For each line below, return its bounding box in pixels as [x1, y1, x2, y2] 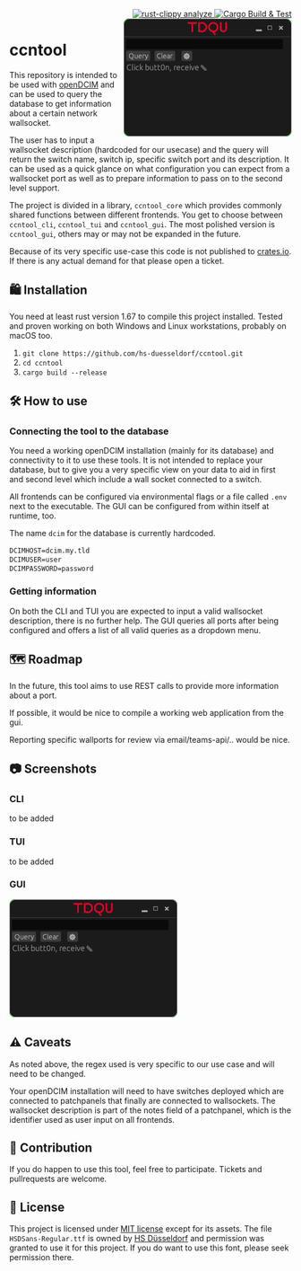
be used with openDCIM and [9, 79, 115, 90]
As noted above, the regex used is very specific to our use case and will [9, 1058, 275, 1069]
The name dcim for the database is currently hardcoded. [9, 528, 217, 539]
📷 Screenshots [9, 761, 97, 776]
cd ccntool [21, 358, 64, 367]
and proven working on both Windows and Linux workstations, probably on [9, 320, 287, 331]
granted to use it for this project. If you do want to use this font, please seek [9, 1242, 289, 1253]
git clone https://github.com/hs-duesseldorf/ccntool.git [21, 349, 244, 358]
